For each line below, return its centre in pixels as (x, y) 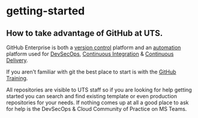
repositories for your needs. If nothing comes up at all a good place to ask (97, 102)
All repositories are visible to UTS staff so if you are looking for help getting (99, 90)
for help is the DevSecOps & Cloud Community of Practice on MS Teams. (97, 109)
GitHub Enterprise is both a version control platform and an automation (94, 47)
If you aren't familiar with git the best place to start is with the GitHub (91, 72)
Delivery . (17, 60)
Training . (17, 78)
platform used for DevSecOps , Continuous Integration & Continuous (90, 54)
